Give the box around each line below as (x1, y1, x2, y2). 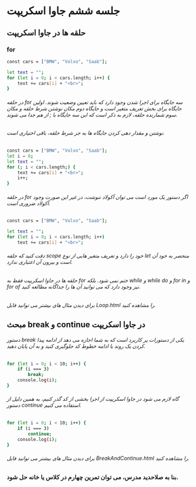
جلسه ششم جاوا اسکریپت (6, 4, 120, 18)
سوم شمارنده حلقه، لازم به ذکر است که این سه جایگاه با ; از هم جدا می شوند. (6, 111, 178, 118)
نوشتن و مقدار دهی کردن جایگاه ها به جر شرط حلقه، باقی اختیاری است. (6, 129, 165, 136)
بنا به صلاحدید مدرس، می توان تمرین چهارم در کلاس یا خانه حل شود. (6, 473, 179, 481)
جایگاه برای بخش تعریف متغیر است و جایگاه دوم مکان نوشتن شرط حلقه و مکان (6, 104, 182, 112)
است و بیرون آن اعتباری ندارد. (6, 259, 73, 266)
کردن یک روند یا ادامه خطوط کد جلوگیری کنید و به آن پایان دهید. (6, 342, 146, 349)
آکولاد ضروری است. (6, 200, 51, 207)
